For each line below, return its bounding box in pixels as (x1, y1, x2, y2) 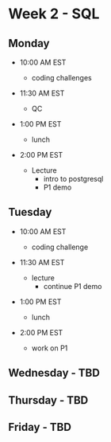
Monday (8, 37, 50, 50)
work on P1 (31, 343, 68, 353)
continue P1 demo (43, 281, 102, 291)
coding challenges (31, 73, 93, 82)
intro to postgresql (43, 174, 104, 183)
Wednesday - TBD (8, 366, 101, 380)
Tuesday (8, 205, 52, 219)
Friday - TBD (8, 420, 71, 434)
